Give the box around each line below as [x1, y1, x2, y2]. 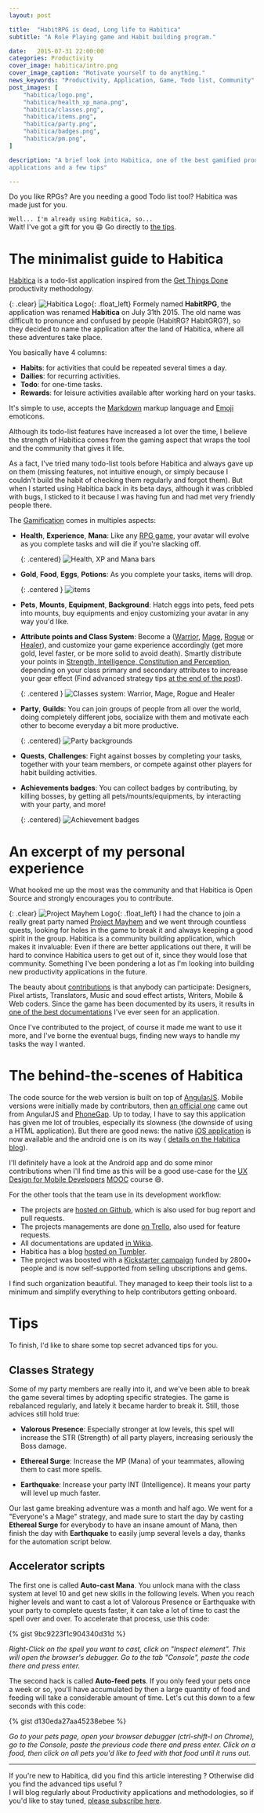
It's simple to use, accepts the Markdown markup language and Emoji [9, 404, 234, 413]
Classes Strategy [9, 1363, 95, 1376]
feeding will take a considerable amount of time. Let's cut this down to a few [9, 1693, 255, 1702]
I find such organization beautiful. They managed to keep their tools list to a [9, 1279, 253, 1288]
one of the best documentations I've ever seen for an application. [9, 1007, 220, 1017]
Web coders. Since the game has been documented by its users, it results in [9, 999, 255, 1009]
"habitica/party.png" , [23, 120, 97, 128]
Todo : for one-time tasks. [20, 380, 103, 389]
